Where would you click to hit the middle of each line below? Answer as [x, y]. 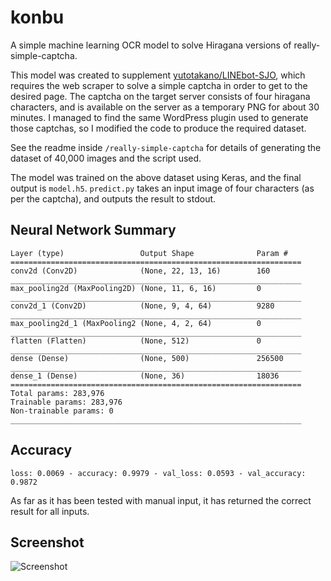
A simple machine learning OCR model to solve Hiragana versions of [151, 45]
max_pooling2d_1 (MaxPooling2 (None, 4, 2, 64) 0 [136, 323]
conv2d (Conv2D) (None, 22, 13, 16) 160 [140, 271]
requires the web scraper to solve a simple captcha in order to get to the [159, 85]
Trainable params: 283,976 [66, 402]
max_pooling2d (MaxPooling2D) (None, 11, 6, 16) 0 [136, 288]
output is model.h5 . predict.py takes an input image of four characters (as [162, 188]
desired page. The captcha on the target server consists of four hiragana [160, 96]
